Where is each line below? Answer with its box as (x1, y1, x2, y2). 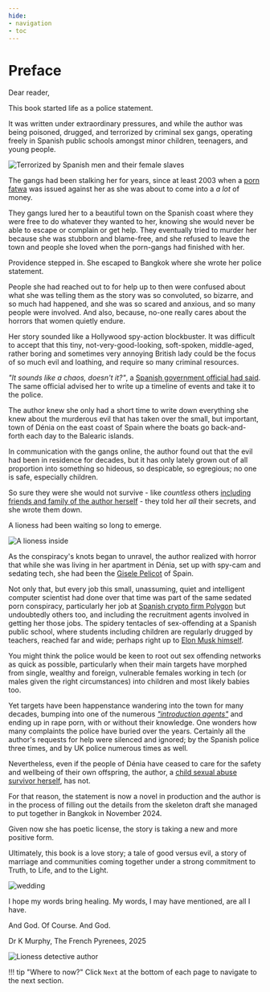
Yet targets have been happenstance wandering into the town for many (8, 700, 243, 711)
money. (8, 193, 34, 202)
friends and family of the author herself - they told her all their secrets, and (8, 496, 257, 506)
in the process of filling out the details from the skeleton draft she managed (8, 800, 258, 810)
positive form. (8, 833, 55, 843)
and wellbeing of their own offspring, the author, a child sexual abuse (8, 768, 237, 778)
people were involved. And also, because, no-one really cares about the (8, 308, 247, 317)
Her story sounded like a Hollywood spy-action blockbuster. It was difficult (8, 332, 256, 341)
